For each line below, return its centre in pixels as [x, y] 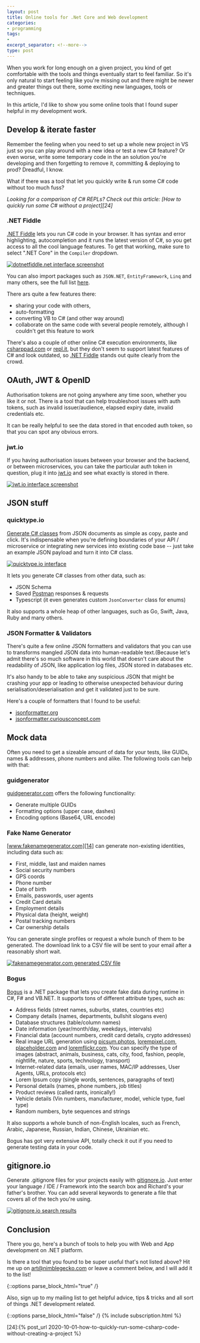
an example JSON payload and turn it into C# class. [70, 552]
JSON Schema [33, 587]
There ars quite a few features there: [52, 294]
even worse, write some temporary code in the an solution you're [87, 157]
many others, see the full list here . [49, 282]
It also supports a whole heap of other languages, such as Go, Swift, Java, [98, 611]
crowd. [15, 361]
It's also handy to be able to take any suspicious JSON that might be [90, 676]
